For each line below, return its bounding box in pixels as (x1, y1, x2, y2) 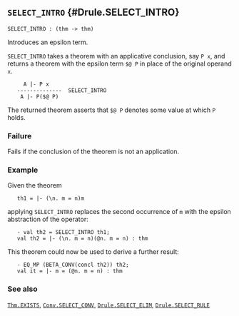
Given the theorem (7, 181, 62, 190)
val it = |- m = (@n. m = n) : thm (16, 267, 123, 275)
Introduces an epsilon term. (7, 38, 88, 46)
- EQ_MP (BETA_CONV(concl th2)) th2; (16, 261, 130, 269)
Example (7, 165, 39, 175)
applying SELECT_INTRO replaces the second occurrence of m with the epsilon (7, 208, 232, 216)
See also (7, 284, 38, 294)
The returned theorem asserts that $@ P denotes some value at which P (7, 106, 216, 114)
